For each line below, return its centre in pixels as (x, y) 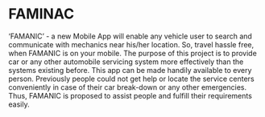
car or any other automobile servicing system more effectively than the (126, 62)
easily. (19, 104)
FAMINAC (41, 14)
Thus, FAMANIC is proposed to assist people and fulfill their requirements (130, 95)
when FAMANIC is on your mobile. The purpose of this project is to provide (133, 53)
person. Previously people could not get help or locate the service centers (132, 79)
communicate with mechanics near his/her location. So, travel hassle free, (131, 44)
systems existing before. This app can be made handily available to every (130, 70)
